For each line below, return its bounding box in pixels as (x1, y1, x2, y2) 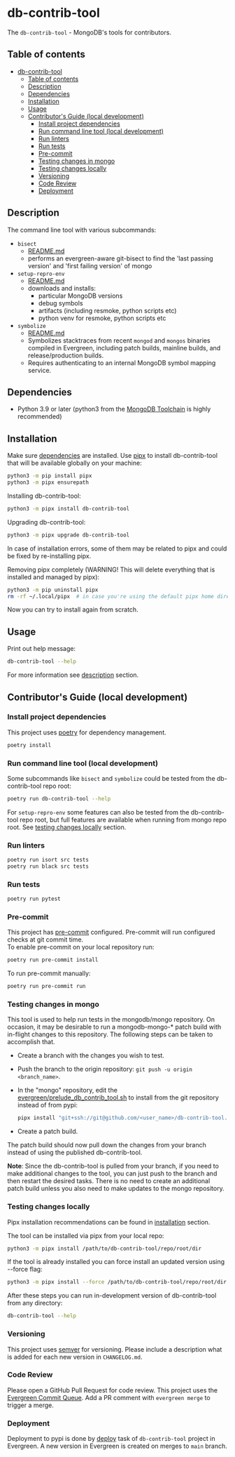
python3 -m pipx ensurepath (7, 479, 90, 486)
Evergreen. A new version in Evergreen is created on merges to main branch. (7, 1442, 227, 1451)
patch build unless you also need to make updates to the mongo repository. (7, 1185, 225, 1193)
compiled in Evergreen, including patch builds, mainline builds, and (27, 343, 221, 352)
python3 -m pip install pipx (7, 473, 92, 480)
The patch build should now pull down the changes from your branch (7, 1141, 206, 1149)
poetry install (7, 741, 52, 749)
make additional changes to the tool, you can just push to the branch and (7, 1169, 218, 1178)
